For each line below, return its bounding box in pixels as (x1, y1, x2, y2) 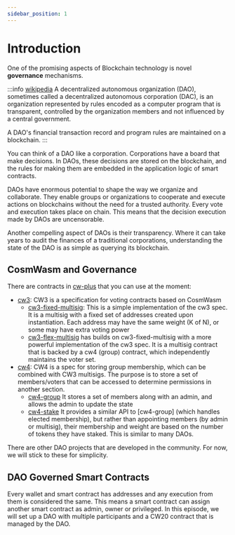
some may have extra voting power (27, 325, 130, 334)
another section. (17, 385, 65, 393)
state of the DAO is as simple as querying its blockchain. (7, 243, 170, 252)
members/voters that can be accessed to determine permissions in (17, 378, 212, 386)
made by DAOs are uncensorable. (7, 215, 105, 223)
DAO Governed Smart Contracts (7, 471, 149, 483)
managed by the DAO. (7, 520, 71, 528)
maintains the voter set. (27, 355, 96, 364)
